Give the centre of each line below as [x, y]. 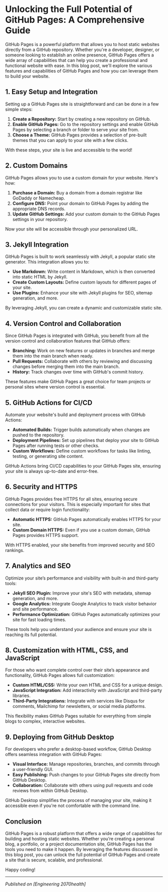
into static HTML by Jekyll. [40, 277]
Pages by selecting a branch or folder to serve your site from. [75, 129]
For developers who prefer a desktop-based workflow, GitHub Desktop [78, 749]
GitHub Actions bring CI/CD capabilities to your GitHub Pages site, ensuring [83, 466]
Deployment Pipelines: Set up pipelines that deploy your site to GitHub [85, 440]
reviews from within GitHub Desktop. [50, 790]
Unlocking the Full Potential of [69, 9]
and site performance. [35, 609]
